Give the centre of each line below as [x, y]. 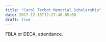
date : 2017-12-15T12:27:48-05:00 [41, 15]
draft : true [18, 19]
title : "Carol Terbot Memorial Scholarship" [53, 10]
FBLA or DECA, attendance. [34, 34]
